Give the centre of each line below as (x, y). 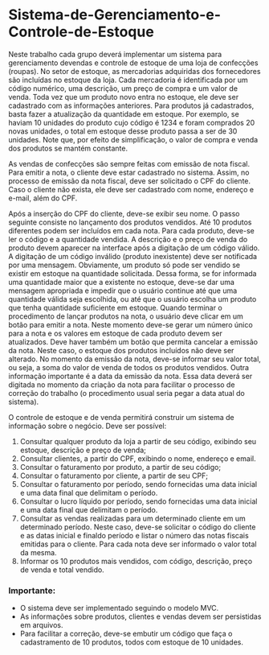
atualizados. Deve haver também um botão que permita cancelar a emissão (133, 342)
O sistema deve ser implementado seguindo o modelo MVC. (119, 608)
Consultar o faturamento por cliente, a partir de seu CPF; (114, 476)
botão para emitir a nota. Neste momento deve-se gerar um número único (130, 324)
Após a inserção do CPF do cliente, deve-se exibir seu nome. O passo (124, 213)
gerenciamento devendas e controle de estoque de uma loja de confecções (133, 63)
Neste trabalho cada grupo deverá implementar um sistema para (115, 54)
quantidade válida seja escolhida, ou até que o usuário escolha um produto (132, 299)
